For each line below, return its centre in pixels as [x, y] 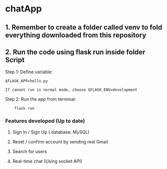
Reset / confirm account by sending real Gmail [60, 141]
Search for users [30, 151]
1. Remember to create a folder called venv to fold [84, 27]
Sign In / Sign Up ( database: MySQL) [51, 132]
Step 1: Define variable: [29, 72]
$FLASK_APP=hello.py [27, 81]
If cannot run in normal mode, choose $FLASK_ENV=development [71, 90]
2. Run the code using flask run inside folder [75, 52]
